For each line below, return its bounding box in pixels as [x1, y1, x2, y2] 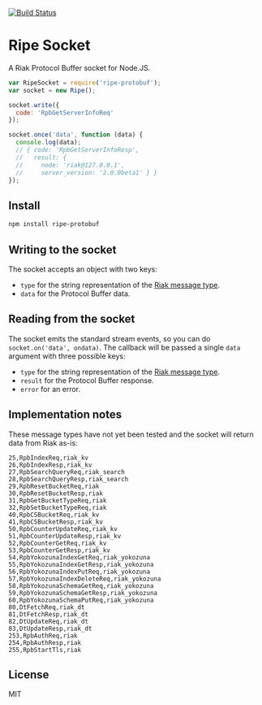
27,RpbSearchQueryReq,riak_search [8, 468, 126, 476]
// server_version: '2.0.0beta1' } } [15, 168, 158, 176]
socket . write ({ [8, 101, 60, 109]
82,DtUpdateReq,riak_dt [8, 617, 89, 625]
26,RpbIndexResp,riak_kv [8, 460, 92, 469]
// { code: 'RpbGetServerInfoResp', [15, 146, 140, 154]
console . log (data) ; [15, 138, 82, 146]
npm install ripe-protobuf [8, 220, 100, 228]
